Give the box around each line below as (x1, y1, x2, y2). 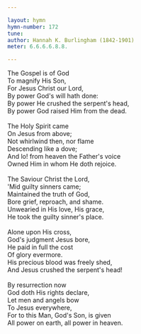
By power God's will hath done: (7, 92, 99, 100)
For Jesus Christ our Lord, (7, 84, 84, 93)
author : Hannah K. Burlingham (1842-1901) (7, 36, 135, 43)
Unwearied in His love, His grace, (7, 205, 105, 214)
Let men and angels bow (7, 296, 79, 305)
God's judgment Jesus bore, (7, 236, 91, 244)
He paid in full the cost (7, 243, 74, 251)
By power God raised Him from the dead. (7, 107, 128, 115)
